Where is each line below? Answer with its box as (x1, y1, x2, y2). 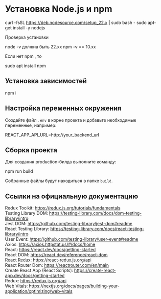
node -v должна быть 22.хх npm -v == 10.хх (5, 44, 96, 49)
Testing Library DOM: (5, 210, 48, 216)
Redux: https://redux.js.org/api (5, 278, 67, 284)
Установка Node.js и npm (5, 3, 113, 15)
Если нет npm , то (5, 53, 42, 59)
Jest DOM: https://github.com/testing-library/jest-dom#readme (5, 221, 133, 227)
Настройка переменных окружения (5, 104, 121, 113)
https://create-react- (74, 268, 116, 274)
